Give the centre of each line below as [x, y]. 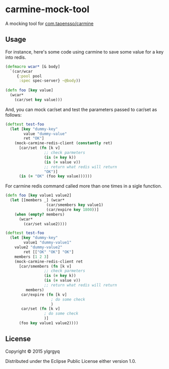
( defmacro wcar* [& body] [33, 67]
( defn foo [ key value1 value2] [38, 195]
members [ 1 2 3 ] [32, 257]
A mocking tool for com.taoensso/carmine [49, 23]
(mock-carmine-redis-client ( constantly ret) [64, 143]
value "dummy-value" [45, 134]
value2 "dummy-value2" [38, 247]
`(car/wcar [21, 71]
